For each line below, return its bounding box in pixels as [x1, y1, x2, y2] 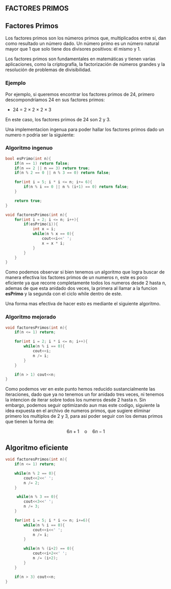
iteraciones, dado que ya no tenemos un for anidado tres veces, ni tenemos [5, 391, 164, 398]
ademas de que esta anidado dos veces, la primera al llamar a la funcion [5, 285, 158, 291]
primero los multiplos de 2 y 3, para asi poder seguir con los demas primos [5, 413, 163, 419]
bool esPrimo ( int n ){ [5, 156, 52, 161]
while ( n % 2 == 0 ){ [14, 470, 56, 476]
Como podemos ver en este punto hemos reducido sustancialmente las [5, 386, 156, 392]
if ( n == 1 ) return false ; [14, 161, 70, 166]
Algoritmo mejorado [5, 313, 56, 321]
